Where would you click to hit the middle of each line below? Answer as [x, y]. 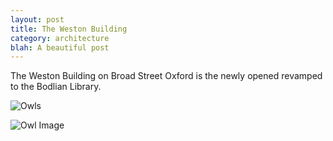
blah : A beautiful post [60, 47]
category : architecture [60, 38]
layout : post [37, 19]
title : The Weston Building [69, 29]
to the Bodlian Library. [56, 87]
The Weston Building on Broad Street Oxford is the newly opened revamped [166, 76]
